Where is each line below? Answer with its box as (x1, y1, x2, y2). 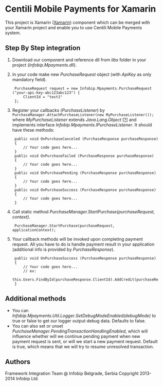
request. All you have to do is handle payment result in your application (12, 241, 155, 247)
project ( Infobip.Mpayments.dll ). (12, 62, 77, 68)
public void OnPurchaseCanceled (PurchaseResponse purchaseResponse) (14, 136, 159, 141)
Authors (5, 357, 31, 366)
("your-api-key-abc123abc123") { (12, 90, 80, 95)
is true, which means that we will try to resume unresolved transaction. (12, 344, 154, 350)
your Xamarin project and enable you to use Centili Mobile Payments (5, 24, 142, 30)
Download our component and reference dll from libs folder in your (12, 57, 146, 63)
